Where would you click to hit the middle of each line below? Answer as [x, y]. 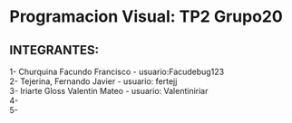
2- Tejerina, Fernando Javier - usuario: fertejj [93, 81]
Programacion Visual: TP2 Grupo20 [146, 17]
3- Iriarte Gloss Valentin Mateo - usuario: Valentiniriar [109, 91]
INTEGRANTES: [54, 50]
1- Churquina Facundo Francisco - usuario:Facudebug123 [117, 71]
